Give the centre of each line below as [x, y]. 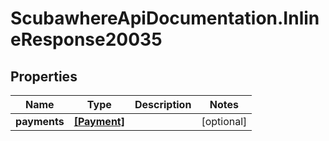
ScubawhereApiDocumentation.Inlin [165, 18]
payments [40, 121]
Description [163, 104]
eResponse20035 [86, 39]
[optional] [224, 121]
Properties [44, 76]
